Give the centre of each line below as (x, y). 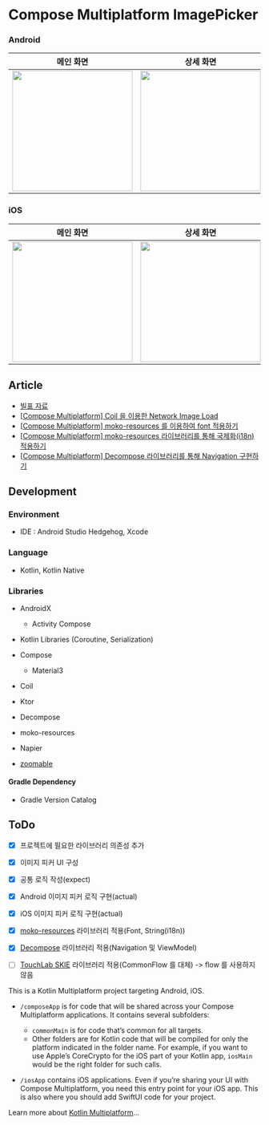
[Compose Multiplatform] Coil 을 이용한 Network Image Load (119, 415)
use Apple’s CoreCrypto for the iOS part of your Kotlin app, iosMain (142, 1056)
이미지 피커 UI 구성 (49, 862)
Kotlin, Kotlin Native (52, 570)
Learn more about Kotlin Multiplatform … (74, 1113)
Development (43, 491)
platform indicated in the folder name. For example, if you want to (140, 1047)
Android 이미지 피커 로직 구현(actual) (78, 896)
